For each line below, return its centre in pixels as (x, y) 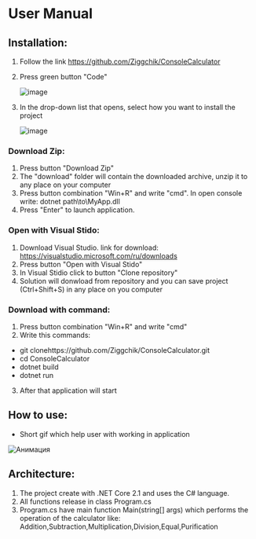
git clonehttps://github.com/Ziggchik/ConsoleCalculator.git (115, 350)
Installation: (38, 43)
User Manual (50, 14)
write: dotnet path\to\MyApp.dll (69, 202)
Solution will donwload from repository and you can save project (124, 280)
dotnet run (37, 375)
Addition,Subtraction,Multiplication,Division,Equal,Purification (119, 526)
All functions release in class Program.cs (85, 501)
